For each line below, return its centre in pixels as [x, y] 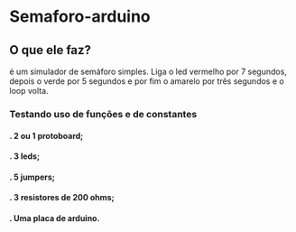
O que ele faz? [51, 50]
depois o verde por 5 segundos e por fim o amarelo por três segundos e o [147, 81]
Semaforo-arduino [80, 17]
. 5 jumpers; [32, 177]
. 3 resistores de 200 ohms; [62, 198]
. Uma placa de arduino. [55, 218]
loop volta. [29, 91]
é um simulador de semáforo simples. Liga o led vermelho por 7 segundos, [148, 71]
